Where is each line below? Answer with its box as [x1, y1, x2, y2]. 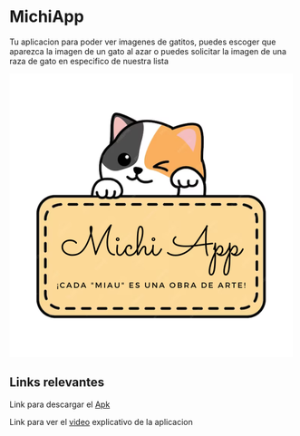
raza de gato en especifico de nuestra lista [9, 55, 169, 66]
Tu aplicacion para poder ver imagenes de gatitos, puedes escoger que [9, 36, 276, 47]
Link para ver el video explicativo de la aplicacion [9, 416, 193, 427]
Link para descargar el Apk [9, 399, 111, 410]
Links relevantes [9, 374, 105, 391]
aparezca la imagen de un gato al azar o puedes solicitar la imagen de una [9, 45, 287, 56]
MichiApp [9, 6, 84, 27]
